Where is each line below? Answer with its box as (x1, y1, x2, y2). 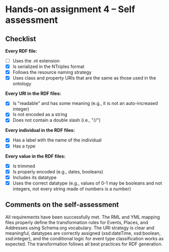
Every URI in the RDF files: (5, 90, 61, 97)
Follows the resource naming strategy (12, 69, 92, 76)
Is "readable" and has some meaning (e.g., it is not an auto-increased (12, 100, 158, 106)
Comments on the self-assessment (5, 200, 119, 209)
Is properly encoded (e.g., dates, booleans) (12, 168, 104, 174)
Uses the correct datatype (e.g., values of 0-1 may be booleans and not (12, 180, 162, 186)
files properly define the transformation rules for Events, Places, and (5, 219, 148, 225)
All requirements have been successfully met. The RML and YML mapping (5, 214, 160, 220)
